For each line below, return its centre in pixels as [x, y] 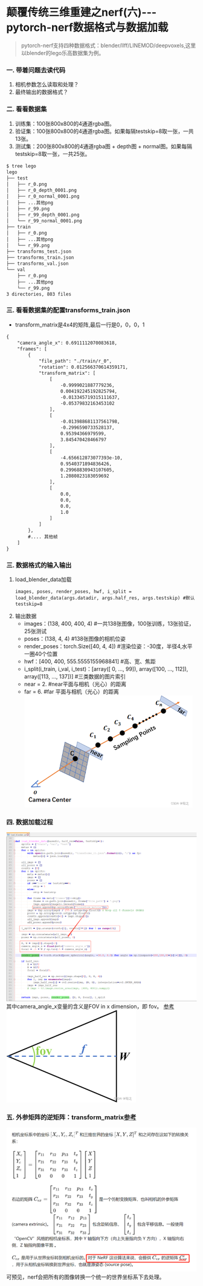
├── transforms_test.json [39, 252]
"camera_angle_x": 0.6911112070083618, [67, 343]
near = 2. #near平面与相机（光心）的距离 [75, 684]
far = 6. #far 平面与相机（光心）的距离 [71, 692]
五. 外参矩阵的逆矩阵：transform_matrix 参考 [71, 1117]
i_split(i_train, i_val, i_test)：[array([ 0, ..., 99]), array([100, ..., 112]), [106, 669]
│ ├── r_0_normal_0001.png [43, 196]
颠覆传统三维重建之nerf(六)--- [82, 12]
